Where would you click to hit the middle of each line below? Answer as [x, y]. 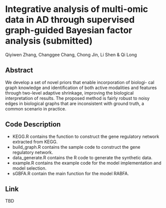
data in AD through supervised [70, 20]
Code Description [33, 125]
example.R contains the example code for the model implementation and [87, 163]
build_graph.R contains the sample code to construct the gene [76, 147]
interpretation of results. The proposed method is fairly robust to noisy [77, 98]
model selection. [29, 168]
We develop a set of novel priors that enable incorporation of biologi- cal [80, 82]
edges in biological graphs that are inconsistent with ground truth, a [75, 104]
